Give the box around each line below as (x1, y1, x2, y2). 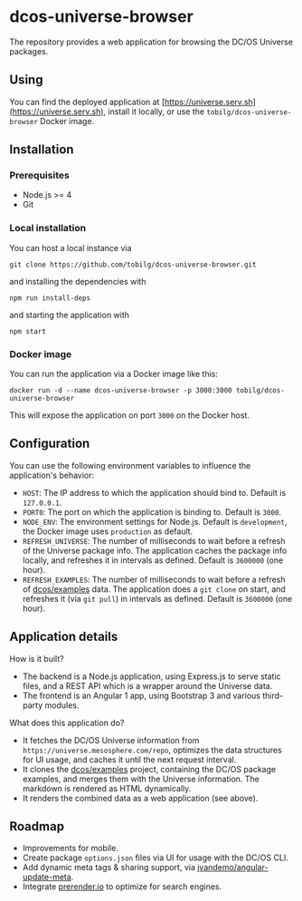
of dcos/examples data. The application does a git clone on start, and (22, 583, 287, 595)
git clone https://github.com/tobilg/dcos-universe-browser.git (9, 260, 257, 269)
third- (261, 690, 283, 701)
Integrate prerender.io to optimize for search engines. (22, 881, 222, 892)
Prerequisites (9, 170, 70, 182)
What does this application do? (9, 717, 125, 728)
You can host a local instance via (9, 242, 132, 253)
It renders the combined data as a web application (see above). (22, 792, 259, 803)
